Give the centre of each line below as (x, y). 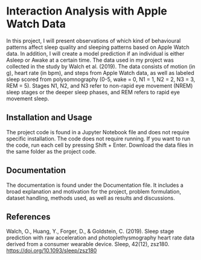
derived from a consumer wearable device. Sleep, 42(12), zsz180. (88, 244)
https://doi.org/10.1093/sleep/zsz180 (52, 251)
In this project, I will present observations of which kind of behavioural (94, 41)
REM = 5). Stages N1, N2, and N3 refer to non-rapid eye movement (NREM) (100, 85)
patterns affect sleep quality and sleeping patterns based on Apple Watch (98, 47)
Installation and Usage (49, 118)
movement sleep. (28, 99)
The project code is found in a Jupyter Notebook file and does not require (98, 132)
